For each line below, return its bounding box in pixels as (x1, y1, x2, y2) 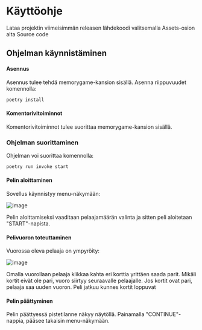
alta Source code (6, 30, 49, 37)
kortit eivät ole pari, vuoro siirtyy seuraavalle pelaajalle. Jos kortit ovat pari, (6, 277, 193, 285)
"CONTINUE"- (145, 311, 181, 318)
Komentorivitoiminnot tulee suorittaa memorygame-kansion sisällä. (6, 123, 172, 131)
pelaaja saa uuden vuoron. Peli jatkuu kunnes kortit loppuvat (6, 283, 156, 291)
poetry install (6, 97, 45, 103)
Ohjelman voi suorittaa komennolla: (6, 152, 94, 159)
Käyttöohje (6, 4, 63, 18)
